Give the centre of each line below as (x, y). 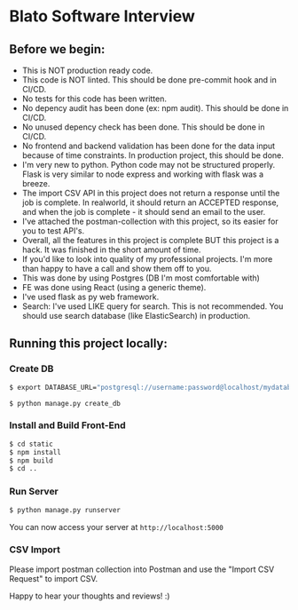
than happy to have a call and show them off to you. (117, 269)
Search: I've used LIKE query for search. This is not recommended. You (153, 306)
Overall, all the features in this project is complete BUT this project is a (150, 240)
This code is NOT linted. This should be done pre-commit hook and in (149, 80)
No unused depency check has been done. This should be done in (143, 127)
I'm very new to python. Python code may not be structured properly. (149, 165)
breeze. (36, 183)
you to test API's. (53, 231)
